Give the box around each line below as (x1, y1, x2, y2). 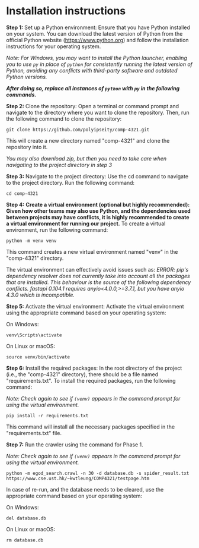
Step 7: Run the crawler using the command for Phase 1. (6, 441, 143, 448)
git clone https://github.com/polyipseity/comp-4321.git (6, 127, 150, 133)
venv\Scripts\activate (6, 332, 62, 338)
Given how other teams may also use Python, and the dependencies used (6, 207, 191, 215)
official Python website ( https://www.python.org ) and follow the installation (6, 36, 189, 43)
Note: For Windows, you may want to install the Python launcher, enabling (6, 54, 188, 61)
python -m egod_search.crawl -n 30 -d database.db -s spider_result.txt (6, 470, 190, 476)
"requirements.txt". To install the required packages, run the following (6, 377, 176, 384)
